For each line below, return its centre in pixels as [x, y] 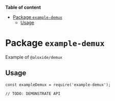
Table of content [23, 7]
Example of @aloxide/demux [34, 57]
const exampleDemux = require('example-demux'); [58, 85]
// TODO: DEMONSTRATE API [33, 93]
